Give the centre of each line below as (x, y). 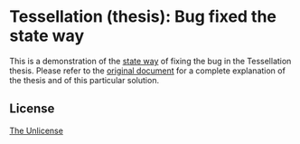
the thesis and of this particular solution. (84, 80)
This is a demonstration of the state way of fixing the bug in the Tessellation (150, 61)
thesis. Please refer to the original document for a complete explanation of (148, 71)
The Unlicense (36, 130)
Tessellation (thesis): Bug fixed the (143, 17)
